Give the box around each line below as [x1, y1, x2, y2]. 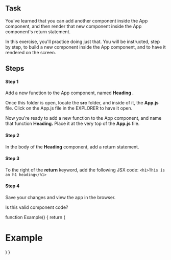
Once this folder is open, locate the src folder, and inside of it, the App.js [5, 100, 159, 106]
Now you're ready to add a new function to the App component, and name [5, 115, 162, 121]
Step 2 [5, 133, 19, 138]
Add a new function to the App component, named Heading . [5, 90, 134, 96]
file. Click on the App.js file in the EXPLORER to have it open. [5, 105, 133, 112]
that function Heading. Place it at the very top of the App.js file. [5, 120, 140, 127]
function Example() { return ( [5, 214, 65, 221]
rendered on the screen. [5, 49, 56, 55]
